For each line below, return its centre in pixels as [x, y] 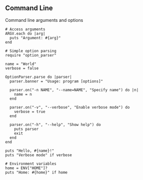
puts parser [26, 129]
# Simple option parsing [31, 51]
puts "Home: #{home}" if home [36, 172]
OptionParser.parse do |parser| [38, 77]
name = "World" [21, 64]
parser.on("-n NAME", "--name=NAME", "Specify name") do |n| [74, 90]
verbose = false [22, 68]
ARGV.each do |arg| [25, 33]
